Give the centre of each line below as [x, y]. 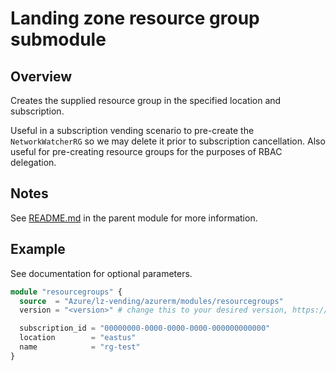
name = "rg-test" [80, 347]
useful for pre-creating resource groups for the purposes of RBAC [146, 151]
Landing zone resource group [135, 18]
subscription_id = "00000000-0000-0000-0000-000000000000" [145, 328]
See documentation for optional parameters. [101, 273]
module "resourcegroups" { [66, 292]
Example [38, 249]
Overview [41, 76]
